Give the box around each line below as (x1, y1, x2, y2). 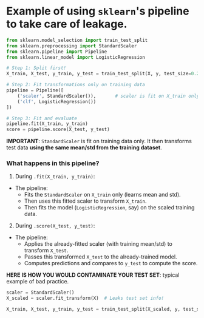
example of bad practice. (6, 278, 69, 285)
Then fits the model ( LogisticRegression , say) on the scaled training (24, 204, 195, 211)
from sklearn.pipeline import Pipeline (6, 49, 107, 55)
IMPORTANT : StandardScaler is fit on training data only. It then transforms (6, 138, 192, 145)
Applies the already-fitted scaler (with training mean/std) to (24, 240, 173, 248)
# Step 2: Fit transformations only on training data (6, 82, 146, 88)
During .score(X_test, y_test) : (15, 222, 95, 229)
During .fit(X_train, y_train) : (15, 173, 95, 180)
